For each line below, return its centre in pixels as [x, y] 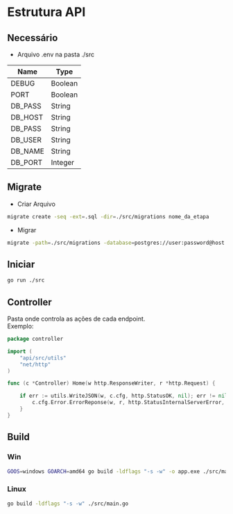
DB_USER [26, 140]
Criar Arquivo [36, 204]
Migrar [27, 230]
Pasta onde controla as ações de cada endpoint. [76, 319]
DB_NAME [28, 151]
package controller [35, 339]
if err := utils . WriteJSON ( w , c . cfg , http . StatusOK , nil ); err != [118, 396]
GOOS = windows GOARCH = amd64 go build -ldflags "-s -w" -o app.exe [103, 471]
